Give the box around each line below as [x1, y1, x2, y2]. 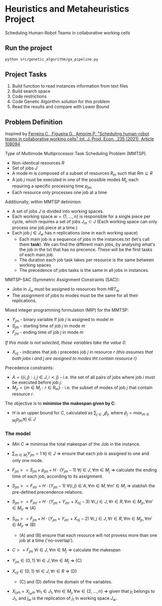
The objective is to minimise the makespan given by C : [5, 400, 116, 407]
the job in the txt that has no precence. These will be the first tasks [19, 247, 152, 252]
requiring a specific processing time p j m [12, 183, 92, 190]
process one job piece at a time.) [12, 225, 78, 231]
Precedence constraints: [5, 365, 54, 371]
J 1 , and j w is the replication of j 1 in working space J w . [12, 595, 118, 602]
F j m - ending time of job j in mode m [12, 329, 84, 336]
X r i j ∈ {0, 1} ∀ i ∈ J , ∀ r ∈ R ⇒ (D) [12, 568, 77, 575]
